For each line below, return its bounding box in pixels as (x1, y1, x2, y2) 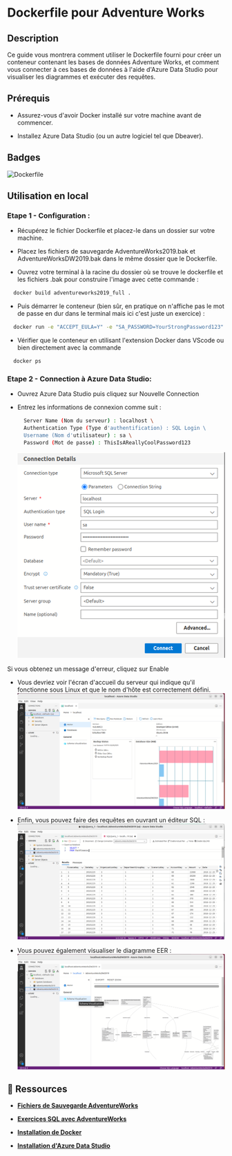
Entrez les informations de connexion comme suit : (17, 403, 162, 412)
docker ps (13, 358, 41, 365)
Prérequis (7, 93, 50, 104)
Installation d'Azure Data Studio (17, 1141, 110, 1150)
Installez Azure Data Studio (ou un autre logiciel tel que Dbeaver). (17, 131, 204, 140)
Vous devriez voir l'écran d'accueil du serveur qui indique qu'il (17, 679, 195, 687)
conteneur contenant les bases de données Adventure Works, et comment (7, 58, 220, 66)
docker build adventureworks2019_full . (13, 290, 131, 296)
